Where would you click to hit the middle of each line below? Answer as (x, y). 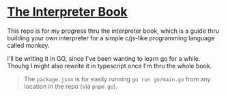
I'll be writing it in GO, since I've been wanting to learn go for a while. (104, 58)
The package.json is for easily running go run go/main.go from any (117, 79)
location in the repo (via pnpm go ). (71, 86)
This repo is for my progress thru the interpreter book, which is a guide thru (113, 31)
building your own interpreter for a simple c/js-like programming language (111, 38)
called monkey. (28, 45)
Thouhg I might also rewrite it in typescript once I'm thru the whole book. (110, 66)
